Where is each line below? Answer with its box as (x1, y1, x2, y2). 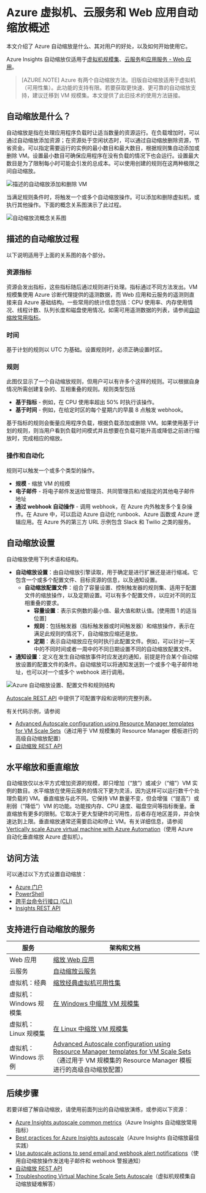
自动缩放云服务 (53, 967, 97, 976)
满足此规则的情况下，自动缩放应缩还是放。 (33, 630, 142, 637)
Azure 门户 (15, 883, 43, 891)
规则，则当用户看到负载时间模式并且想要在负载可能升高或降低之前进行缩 (17, 427, 200, 434)
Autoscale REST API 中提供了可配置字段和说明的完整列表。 (6, 694, 155, 702)
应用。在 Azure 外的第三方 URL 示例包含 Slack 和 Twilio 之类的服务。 (20, 518, 194, 525)
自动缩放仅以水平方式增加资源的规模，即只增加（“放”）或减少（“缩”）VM (6, 780, 191, 787)
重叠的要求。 (29, 599, 63, 606)
